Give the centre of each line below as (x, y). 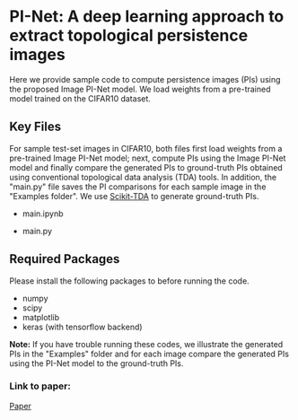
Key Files (35, 127)
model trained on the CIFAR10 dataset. (80, 98)
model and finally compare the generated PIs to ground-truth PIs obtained (146, 167)
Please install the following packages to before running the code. (129, 281)
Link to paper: (40, 386)
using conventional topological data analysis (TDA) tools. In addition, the (143, 177)
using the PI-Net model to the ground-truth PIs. (96, 363)
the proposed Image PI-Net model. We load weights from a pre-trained (140, 89)
